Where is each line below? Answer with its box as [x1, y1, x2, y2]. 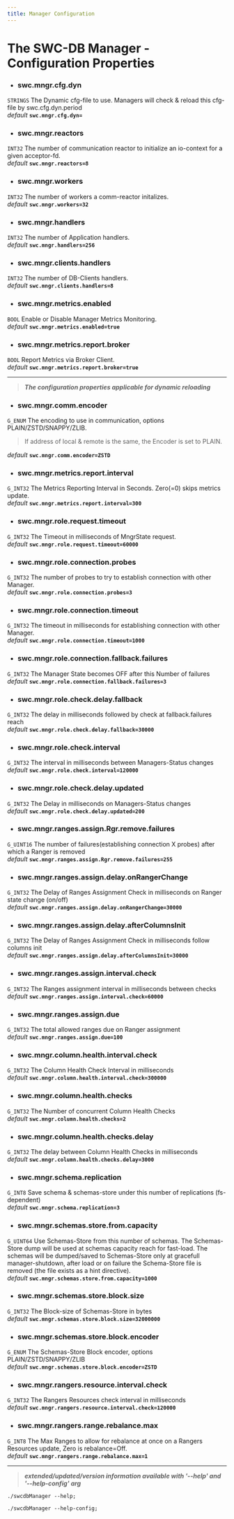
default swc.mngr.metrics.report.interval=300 [7, 499, 142, 507]
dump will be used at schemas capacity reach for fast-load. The [24, 1244, 208, 1252]
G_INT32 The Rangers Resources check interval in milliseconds [7, 1396, 186, 1404]
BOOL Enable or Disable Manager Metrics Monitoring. [7, 315, 157, 323]
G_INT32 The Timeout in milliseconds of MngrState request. [7, 532, 176, 540]
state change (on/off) [7, 895, 68, 904]
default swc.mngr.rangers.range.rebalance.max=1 [7, 1451, 148, 1460]
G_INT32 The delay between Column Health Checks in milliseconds [7, 1147, 198, 1156]
